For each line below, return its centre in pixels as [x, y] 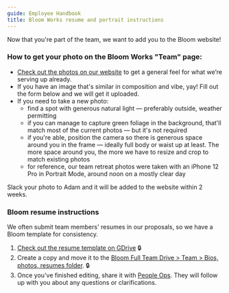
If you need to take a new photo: [63, 101]
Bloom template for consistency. [52, 234]
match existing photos [59, 159]
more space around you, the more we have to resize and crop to [118, 152]
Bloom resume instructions [53, 212]
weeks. [17, 194]
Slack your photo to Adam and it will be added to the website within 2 [105, 187]
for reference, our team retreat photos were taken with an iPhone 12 [123, 166]
